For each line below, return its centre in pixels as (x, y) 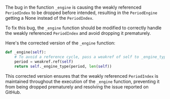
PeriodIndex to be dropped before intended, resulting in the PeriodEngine (81, 13)
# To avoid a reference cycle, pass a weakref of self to (77, 57)
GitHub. (13, 92)
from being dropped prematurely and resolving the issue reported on (77, 87)
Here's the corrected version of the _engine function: (60, 43)
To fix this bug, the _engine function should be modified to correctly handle (83, 28)
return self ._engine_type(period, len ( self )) (63, 66)
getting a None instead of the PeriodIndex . (49, 18)
